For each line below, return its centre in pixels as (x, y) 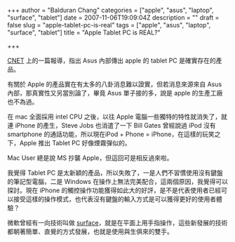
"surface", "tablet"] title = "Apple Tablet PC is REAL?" (84, 32)
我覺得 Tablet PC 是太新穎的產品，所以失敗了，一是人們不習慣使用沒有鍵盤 (115, 173)
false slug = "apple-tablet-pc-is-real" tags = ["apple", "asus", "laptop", (109, 25)
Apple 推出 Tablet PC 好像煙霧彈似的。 (75, 143)
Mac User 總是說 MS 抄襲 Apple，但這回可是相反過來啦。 (90, 158)
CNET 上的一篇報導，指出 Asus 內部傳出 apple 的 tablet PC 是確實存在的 (112, 60)
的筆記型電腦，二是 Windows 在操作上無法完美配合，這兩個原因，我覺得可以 (117, 181)
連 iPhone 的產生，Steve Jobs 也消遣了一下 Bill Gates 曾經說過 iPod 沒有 (112, 125)
